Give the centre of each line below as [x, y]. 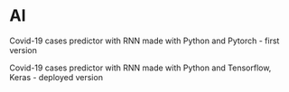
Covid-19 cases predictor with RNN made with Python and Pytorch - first [144, 41]
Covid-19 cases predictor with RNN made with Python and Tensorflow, [140, 68]
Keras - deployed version [56, 77]
